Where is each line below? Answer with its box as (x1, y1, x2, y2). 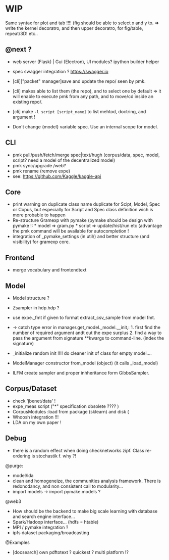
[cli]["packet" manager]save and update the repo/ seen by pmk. (12, 78, 146, 84)
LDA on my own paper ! (12, 419, 62, 425)
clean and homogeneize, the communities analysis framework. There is (12, 478, 161, 484)
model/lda (12, 472, 34, 478)
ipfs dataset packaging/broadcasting (12, 529, 89, 536)
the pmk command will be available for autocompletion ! (12, 228, 129, 234)
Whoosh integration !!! (12, 414, 59, 420)
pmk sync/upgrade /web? (12, 162, 67, 168)
